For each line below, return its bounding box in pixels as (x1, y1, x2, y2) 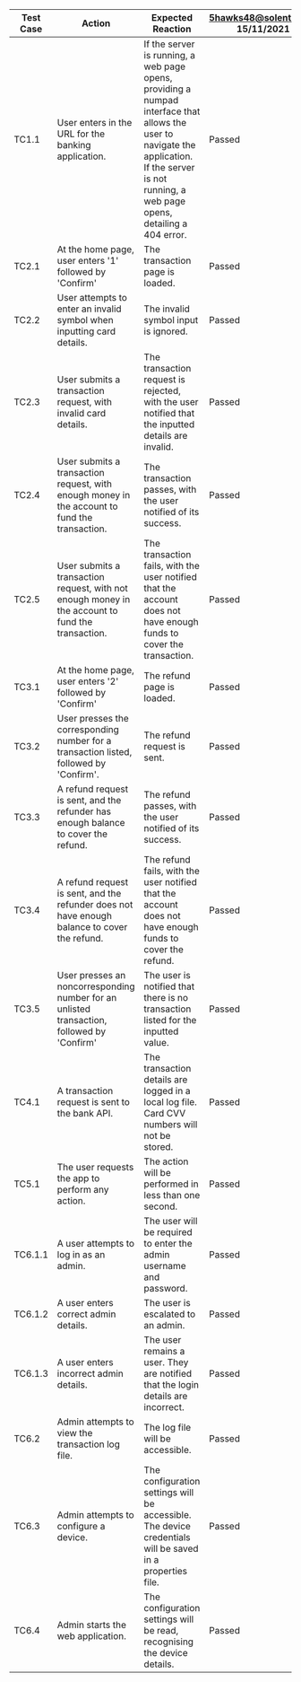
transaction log (56, 1438, 121, 1450)
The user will (143, 1215, 198, 1227)
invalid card (56, 407, 106, 419)
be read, (143, 1625, 179, 1636)
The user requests (56, 1161, 134, 1173)
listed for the (143, 1014, 197, 1026)
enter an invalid (56, 302, 123, 315)
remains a (143, 1345, 185, 1357)
